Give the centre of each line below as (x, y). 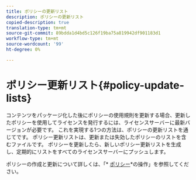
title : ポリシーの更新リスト (37, 11)
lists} (19, 98)
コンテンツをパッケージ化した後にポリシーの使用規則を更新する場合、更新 (96, 115)
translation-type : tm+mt (36, 28)
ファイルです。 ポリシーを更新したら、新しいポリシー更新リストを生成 (96, 144)
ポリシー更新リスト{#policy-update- (95, 85)
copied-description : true (37, 22)
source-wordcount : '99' (35, 44)
